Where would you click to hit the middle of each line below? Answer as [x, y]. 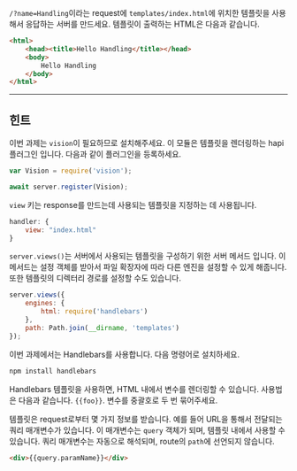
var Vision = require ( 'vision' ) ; [71, 171]
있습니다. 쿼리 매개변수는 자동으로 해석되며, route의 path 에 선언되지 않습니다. [142, 441]
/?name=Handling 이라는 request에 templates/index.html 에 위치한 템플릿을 [140, 13]
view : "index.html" [61, 230]
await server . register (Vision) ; [69, 187]
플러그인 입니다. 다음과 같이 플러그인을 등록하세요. [95, 154]
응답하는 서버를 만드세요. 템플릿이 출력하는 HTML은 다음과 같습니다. [143, 24]
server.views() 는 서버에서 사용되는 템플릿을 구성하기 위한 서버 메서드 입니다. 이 [148, 256]
